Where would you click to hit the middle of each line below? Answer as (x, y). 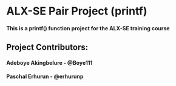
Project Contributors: (47, 48)
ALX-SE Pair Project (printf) (77, 11)
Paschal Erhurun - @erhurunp (45, 76)
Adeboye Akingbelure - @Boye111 (49, 62)
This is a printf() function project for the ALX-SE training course (88, 28)
